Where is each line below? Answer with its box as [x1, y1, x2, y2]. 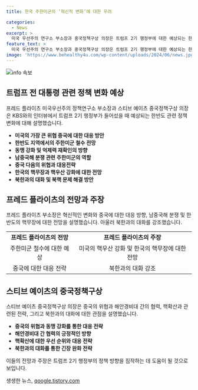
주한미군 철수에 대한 [9, 245, 62, 253]
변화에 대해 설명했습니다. [6, 119, 63, 126]
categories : [6, 19, 35, 25]
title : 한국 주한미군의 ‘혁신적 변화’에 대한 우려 [6, 8, 112, 15]
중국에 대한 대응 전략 [12, 264, 67, 272]
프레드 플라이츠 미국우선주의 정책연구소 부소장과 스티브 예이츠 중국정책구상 [6, 104, 178, 112]
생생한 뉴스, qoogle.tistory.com [6, 377, 80, 384]
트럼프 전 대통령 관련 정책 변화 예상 [6, 88, 124, 98]
